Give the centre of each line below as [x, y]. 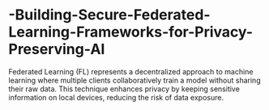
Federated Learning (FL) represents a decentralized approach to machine [131, 71]
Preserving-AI [57, 49]
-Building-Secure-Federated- [109, 15]
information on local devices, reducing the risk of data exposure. [116, 97]
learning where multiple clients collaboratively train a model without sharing [134, 80]
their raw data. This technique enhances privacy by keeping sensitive [124, 89]
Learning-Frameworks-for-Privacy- [131, 32]
